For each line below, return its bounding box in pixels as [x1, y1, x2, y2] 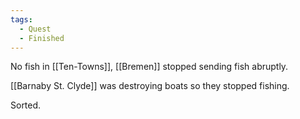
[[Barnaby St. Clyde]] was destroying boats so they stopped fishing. [10, 80, 290, 92]
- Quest [19, 24, 52, 34]
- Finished [19, 33, 65, 43]
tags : [10, 14, 33, 25]
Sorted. [10, 99, 42, 111]
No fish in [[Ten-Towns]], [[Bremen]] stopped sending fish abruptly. [10, 61, 289, 73]
